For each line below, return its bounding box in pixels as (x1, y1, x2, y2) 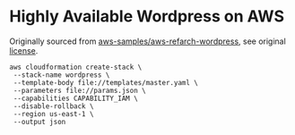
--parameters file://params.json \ (13, 86, 146, 95)
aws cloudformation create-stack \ (9, 63, 143, 72)
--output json (13, 117, 66, 126)
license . (9, 45, 39, 55)
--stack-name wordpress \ (13, 70, 110, 80)
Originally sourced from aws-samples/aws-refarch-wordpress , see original (9, 36, 287, 46)
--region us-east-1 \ (13, 109, 94, 118)
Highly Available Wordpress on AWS (9, 6, 285, 27)
